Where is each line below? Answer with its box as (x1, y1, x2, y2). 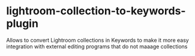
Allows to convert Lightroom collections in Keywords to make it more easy (6, 36, 189, 43)
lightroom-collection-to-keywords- (6, 4, 186, 18)
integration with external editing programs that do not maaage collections (6, 43, 188, 50)
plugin (6, 17, 39, 30)
